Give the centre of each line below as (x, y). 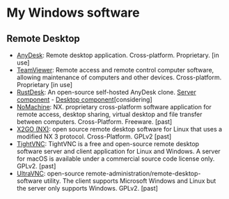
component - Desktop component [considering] (84, 99)
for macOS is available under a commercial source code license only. (116, 159)
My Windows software (73, 13)
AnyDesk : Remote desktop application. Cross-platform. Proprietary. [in (118, 55)
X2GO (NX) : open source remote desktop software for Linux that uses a (119, 129)
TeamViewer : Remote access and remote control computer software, (115, 70)
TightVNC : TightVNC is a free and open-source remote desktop (108, 144)
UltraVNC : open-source (50, 173)
